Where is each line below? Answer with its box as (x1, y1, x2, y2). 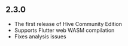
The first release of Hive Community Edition (14, 20, 122, 27)
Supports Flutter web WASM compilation (14, 27, 115, 34)
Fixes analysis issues (14, 32, 66, 40)
